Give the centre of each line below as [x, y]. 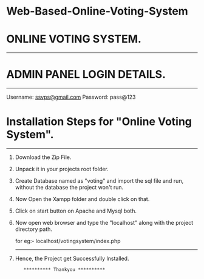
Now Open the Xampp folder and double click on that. [82, 199]
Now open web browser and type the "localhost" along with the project [104, 223]
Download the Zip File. [43, 157]
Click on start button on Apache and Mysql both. [76, 211]
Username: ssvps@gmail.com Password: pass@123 [71, 97]
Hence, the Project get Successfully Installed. [72, 258]
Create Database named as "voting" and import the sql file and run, [99, 181]
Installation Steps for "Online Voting [99, 122]
